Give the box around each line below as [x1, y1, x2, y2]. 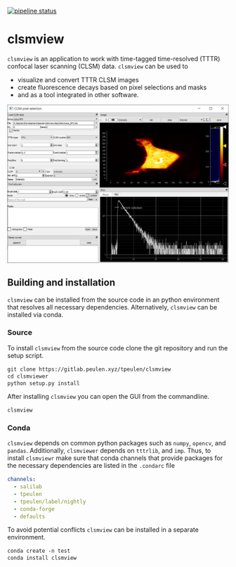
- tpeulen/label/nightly [13, 498, 86, 505]
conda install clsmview [7, 554, 77, 562]
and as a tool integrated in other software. [17, 90, 139, 98]
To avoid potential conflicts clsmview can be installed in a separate [7, 525, 199, 534]
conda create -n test [7, 547, 71, 555]
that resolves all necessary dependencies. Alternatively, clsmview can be [7, 302, 218, 311]
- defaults [13, 513, 46, 520]
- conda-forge [13, 505, 55, 513]
